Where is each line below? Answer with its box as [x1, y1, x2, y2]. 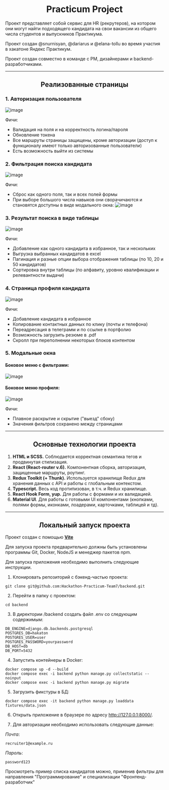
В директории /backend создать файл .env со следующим [12, 611, 137, 617]
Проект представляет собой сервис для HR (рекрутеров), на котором [5, 20, 156, 26]
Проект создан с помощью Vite [5, 534, 74, 540]
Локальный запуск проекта [39, 521, 130, 529]
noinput [5, 676, 22, 681]
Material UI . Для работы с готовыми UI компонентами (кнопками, [12, 496, 154, 502]
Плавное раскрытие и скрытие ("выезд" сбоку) [12, 415, 115, 421]
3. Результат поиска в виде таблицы [5, 214, 99, 221]
